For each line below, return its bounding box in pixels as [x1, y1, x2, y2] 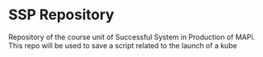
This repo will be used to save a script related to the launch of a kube [8, 40, 237, 50]
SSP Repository [8, 6, 115, 24]
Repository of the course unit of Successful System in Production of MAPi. [8, 32, 256, 42]
